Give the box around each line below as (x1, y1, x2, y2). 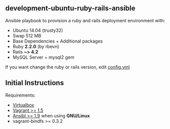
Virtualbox (12, 102, 35, 108)
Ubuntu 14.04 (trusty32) (12, 27, 63, 33)
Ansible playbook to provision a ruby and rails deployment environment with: (5, 17, 165, 23)
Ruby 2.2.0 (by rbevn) (12, 43, 59, 50)
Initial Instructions (5, 78, 64, 88)
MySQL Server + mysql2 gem (12, 54, 75, 60)
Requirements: (5, 92, 36, 98)
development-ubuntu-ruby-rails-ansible (5, 4, 135, 13)
